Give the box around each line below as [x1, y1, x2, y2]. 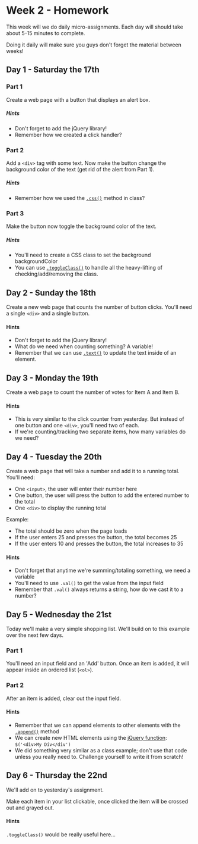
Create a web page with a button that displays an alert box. [6, 96, 151, 103]
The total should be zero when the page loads [14, 527, 127, 534]
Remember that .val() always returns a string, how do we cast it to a [14, 586, 184, 593]
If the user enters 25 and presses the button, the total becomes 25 [14, 533, 177, 540]
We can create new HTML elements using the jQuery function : [14, 734, 167, 741]
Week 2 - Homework [6, 4, 109, 17]
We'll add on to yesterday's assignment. [6, 786, 104, 793]
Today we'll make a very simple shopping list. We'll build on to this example [6, 625, 190, 632]
